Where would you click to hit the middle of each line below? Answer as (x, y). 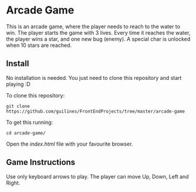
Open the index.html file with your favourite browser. (70, 144)
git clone (18, 106)
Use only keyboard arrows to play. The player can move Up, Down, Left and (97, 176)
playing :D (18, 84)
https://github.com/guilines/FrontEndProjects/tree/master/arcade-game (95, 111)
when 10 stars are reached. (39, 45)
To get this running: (30, 122)
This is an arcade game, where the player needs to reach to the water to (93, 26)
